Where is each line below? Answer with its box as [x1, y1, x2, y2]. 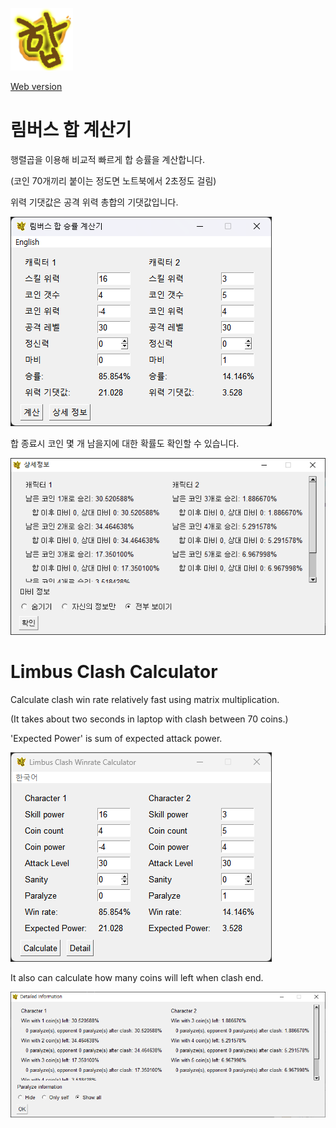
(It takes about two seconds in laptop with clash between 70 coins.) [10, 713, 289, 725]
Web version [10, 81, 63, 92]
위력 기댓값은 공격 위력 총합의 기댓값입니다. [10, 196, 179, 208]
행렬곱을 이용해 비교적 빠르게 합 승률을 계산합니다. [10, 153, 206, 165]
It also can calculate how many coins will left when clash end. [10, 971, 264, 983]
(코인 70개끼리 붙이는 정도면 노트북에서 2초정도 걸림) [10, 174, 217, 187]
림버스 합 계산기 [10, 119, 132, 142]
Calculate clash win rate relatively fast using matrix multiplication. [10, 693, 280, 705]
